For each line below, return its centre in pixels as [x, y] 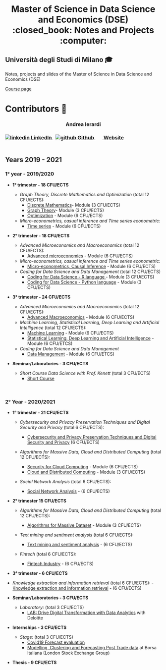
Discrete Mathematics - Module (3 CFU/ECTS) [74, 205]
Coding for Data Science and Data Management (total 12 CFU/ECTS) [90, 272]
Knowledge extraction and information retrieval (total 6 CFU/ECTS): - [83, 583]
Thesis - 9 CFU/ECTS [34, 663]
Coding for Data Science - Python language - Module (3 [84, 282]
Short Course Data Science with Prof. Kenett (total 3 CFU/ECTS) [85, 373]
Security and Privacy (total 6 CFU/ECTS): [62, 428]
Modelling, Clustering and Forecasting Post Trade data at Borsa [92, 648]
